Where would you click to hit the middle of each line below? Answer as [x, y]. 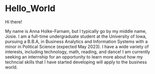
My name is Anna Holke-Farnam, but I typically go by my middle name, [76, 31]
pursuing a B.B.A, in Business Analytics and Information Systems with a [77, 41]
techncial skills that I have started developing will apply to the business [76, 62]
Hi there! [14, 22]
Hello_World [30, 8]
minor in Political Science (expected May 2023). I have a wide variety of [77, 46]
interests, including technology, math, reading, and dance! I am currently [78, 52]
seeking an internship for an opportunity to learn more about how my [74, 57]
